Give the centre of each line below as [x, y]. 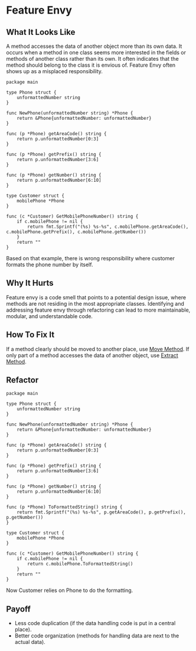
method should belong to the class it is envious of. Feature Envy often [91, 65]
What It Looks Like [41, 32]
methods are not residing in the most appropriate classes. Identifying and [95, 303]
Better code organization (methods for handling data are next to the [97, 636]
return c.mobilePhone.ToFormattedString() [80, 564]
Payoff [19, 609]
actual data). [30, 642]
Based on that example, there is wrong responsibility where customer [91, 258]
